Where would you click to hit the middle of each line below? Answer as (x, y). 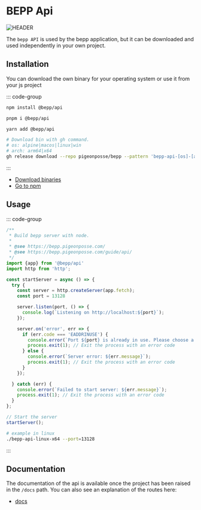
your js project (24, 85)
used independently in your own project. (56, 45)
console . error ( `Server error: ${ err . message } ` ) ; (89, 357)
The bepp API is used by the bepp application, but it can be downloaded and (100, 39)
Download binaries (38, 179)
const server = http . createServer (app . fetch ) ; (76, 291)
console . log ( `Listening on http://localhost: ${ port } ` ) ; (93, 313)
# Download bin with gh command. (48, 140)
